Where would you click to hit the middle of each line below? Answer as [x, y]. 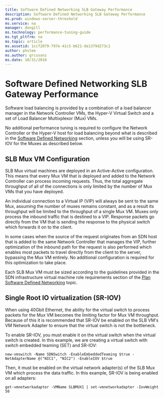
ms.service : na [21, 23]
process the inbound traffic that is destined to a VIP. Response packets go [80, 217]
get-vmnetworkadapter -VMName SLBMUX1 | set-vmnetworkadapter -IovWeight [82, 387]
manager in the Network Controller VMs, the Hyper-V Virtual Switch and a [80, 113]
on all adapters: [21, 378]
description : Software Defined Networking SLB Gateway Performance [75, 14]
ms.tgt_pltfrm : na [24, 37]
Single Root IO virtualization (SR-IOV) [63, 298]
